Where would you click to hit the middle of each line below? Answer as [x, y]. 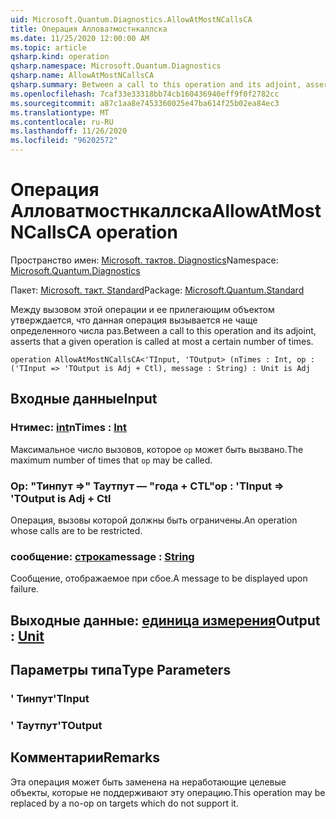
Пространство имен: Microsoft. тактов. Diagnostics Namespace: [144, 260]
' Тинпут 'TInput [50, 698]
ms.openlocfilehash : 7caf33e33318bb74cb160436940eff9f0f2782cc [145, 94]
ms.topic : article [48, 47]
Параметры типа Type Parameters [121, 670]
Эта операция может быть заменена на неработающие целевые [148, 782]
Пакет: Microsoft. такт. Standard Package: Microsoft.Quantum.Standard [157, 290]
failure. [25, 589]
